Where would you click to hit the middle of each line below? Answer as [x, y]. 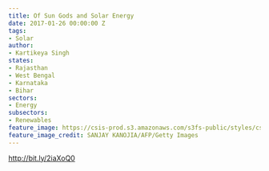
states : [21, 61]
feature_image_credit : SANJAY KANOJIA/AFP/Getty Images [103, 135]
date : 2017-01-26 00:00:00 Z [57, 23]
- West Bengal [32, 75]
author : [21, 46]
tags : [17, 31]
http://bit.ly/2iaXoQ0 [42, 158]
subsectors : [28, 113]
